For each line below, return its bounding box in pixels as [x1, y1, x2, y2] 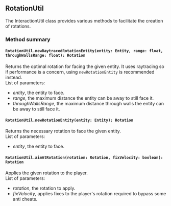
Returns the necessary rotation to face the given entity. [5, 128, 121, 134]
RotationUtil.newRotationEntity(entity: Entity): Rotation [5, 118, 134, 123]
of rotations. [5, 23, 31, 29]
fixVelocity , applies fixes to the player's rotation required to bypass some [12, 191, 166, 197]
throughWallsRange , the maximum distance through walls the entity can [12, 100, 164, 106]
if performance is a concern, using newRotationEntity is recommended [5, 68, 155, 75]
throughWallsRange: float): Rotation [5, 53, 86, 58]
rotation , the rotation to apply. [12, 185, 76, 191]
